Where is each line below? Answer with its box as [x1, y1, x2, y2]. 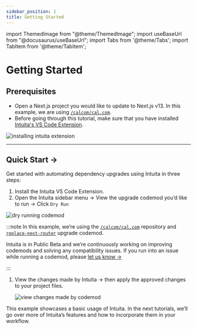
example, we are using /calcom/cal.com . [14, 108, 112, 115]
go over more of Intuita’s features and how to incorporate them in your [6, 311, 176, 318]
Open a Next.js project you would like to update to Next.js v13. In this [14, 102, 181, 109]
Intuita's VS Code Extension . [14, 121, 84, 128]
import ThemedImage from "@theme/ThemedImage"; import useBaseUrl [6, 30, 182, 37]
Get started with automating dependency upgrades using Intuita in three [6, 170, 181, 177]
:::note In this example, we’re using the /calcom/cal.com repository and [6, 223, 177, 230]
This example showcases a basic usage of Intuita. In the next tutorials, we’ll [6, 305, 188, 312]
